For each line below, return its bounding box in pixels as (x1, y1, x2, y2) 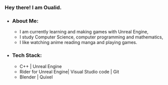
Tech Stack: (12, 52, 42, 59)
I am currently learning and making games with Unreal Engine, (19, 29, 149, 35)
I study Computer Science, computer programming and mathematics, (19, 34, 163, 40)
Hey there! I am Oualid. (5, 4, 62, 11)
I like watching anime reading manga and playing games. (19, 39, 137, 45)
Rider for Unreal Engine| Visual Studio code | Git (19, 68, 119, 74)
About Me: (12, 17, 39, 24)
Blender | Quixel (19, 74, 53, 80)
